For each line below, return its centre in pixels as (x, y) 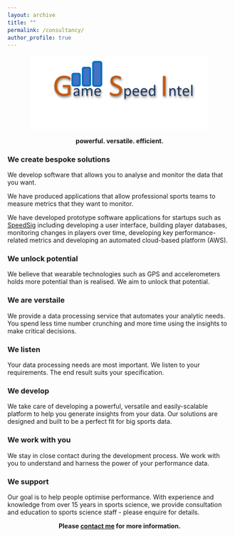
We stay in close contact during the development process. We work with (114, 455)
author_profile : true (40, 38)
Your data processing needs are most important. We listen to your (104, 365)
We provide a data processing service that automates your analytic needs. (116, 316)
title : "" (22, 22)
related (18, 240)
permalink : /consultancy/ (46, 30)
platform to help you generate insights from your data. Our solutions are (113, 414)
